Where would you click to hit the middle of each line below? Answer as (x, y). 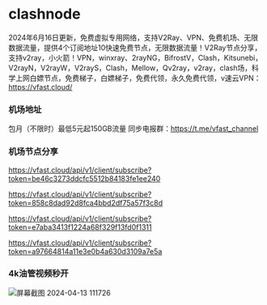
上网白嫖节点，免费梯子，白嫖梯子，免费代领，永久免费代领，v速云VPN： (138, 78)
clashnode (44, 14)
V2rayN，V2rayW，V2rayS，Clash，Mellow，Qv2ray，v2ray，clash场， (130, 68)
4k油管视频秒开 (38, 273)
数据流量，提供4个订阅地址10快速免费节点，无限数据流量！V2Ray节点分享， (135, 47)
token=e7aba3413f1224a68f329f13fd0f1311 (80, 227)
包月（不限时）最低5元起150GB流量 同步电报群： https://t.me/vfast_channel (133, 129)
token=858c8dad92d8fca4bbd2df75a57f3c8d (86, 202)
